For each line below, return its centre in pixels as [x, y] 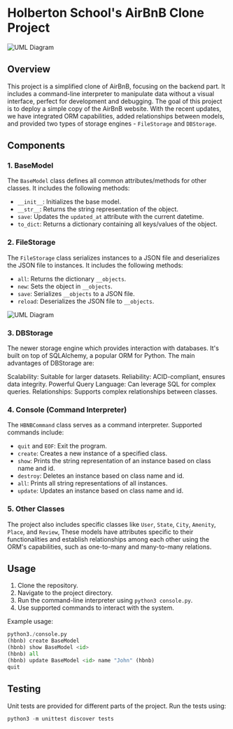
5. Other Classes [36, 509]
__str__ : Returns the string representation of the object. [98, 209]
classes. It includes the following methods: [69, 188]
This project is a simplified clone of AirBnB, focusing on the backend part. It [116, 86]
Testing [24, 689]
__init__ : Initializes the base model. [69, 202]
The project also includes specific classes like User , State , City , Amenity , [112, 524]
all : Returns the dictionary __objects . [72, 279]
